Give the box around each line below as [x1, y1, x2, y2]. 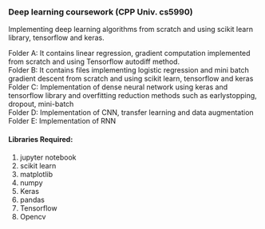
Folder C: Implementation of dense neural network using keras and [8, 82, 228, 92]
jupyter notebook [19, 152, 77, 162]
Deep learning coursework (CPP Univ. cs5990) [8, 6, 193, 18]
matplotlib [19, 169, 53, 179]
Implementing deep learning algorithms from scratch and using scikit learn [8, 25, 254, 34]
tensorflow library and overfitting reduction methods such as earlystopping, [8, 91, 257, 101]
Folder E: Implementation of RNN [8, 116, 117, 126]
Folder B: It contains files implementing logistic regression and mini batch [8, 65, 249, 75]
